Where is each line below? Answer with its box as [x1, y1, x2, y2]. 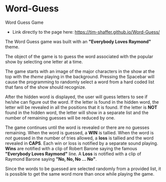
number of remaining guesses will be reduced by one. [5, 115, 115, 121]
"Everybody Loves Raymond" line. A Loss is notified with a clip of [5, 151, 141, 157]
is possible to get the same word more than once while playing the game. [5, 171, 155, 177]
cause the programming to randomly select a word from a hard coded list [5, 79, 155, 85]
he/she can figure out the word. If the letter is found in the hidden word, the [5, 99, 160, 105]
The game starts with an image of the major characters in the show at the [5, 68, 155, 74]
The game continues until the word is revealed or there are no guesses [5, 124, 150, 130]
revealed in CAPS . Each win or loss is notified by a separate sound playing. [5, 140, 159, 146]
